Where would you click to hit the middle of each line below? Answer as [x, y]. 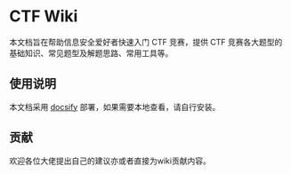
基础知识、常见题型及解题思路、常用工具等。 [91, 53]
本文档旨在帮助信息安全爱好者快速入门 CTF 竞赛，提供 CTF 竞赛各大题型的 [146, 42]
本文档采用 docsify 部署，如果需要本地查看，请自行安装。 [115, 107]
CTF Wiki [44, 16]
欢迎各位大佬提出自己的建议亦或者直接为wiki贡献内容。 [110, 161]
